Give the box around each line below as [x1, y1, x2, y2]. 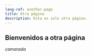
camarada [5, 46, 26, 52]
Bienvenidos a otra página [5, 34, 86, 42]
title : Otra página [5, 11, 45, 16]
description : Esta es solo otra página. [5, 16, 88, 21]
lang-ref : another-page [5, 7, 53, 12]
